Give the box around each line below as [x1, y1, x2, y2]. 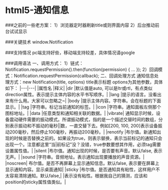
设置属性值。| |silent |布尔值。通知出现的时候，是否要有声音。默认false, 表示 [5, 147, 162, 153]
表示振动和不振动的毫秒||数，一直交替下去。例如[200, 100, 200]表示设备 [9, 122, 158, 128]
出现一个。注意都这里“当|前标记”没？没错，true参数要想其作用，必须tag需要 [5, 141, 161, 147]
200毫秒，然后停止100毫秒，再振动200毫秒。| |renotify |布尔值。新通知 [9, 128, 157, 135]
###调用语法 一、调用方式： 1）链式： [5, 60, 84, 66]
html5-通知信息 [5, 4, 69, 16]
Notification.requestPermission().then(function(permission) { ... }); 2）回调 [5, 66, 158, 72]
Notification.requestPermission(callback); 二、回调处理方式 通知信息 [13, 72, 154, 78]
